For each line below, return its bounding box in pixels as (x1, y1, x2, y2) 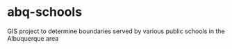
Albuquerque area (7, 34, 59, 42)
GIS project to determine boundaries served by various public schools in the (7, 27, 225, 35)
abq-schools (7, 4, 82, 20)
